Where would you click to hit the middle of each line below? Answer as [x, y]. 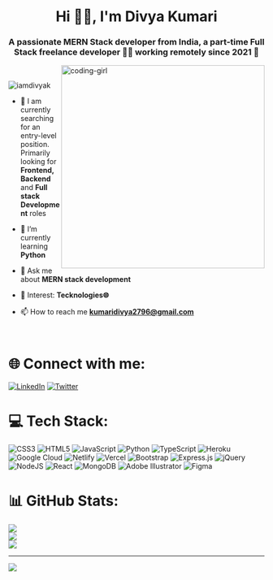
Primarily [35, 153]
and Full [34, 188]
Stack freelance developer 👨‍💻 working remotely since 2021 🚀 [136, 52]
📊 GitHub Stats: [64, 501]
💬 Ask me [36, 271]
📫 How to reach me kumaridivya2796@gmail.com [107, 312]
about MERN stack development [76, 279]
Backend [35, 179]
